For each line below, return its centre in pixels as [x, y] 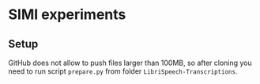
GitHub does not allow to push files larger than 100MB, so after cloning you [130, 63]
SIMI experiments [67, 15]
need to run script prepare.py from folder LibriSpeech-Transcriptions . [123, 71]
